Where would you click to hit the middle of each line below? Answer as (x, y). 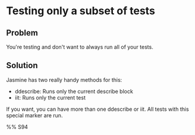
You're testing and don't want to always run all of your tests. (80, 47)
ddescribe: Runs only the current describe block (74, 91)
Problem (22, 33)
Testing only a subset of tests (81, 11)
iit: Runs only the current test (50, 97)
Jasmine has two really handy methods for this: (64, 80)
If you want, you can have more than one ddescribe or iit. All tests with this (97, 109)
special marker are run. (34, 115)
